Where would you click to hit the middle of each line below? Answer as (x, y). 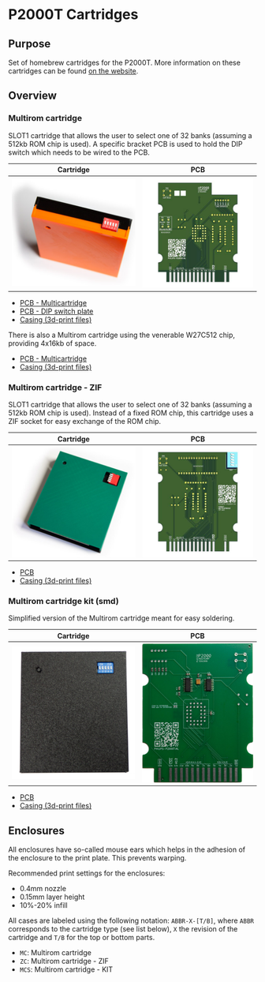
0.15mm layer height (52, 897)
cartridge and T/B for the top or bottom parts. (82, 938)
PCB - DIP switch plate (56, 311)
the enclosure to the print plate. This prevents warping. (97, 858)
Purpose (30, 44)
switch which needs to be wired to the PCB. (79, 152)
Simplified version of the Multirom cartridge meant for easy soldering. (121, 618)
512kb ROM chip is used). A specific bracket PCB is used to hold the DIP (125, 144)
